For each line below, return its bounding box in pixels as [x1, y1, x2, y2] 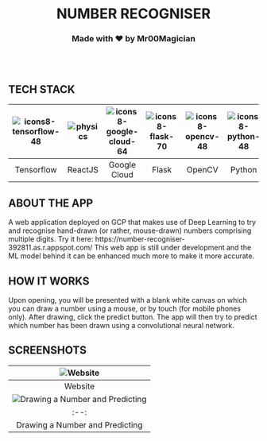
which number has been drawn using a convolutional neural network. [8, 320, 234, 330]
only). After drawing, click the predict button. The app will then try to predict [8, 311, 257, 322]
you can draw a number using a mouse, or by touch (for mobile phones [8, 304, 241, 313]
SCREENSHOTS [8, 343, 87, 358]
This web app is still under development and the [94, 243, 252, 253]
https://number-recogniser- [95, 234, 185, 244]
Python [230, 164, 257, 176]
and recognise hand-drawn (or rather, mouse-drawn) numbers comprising [8, 226, 252, 235]
